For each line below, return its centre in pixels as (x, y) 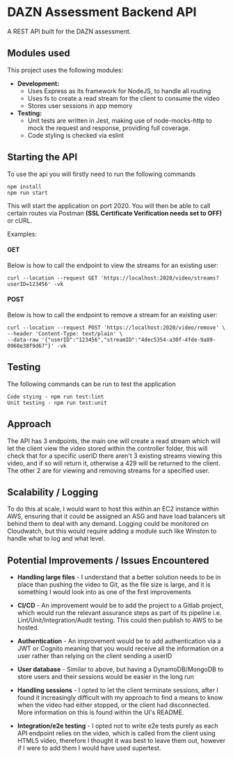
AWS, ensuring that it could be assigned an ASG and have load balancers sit (116, 516)
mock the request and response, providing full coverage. (109, 128)
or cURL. (20, 221)
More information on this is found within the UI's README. (101, 712)
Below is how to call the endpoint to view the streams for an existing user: (113, 265)
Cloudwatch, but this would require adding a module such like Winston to (112, 531)
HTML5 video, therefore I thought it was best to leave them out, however (121, 741)
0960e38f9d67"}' (31, 346)
